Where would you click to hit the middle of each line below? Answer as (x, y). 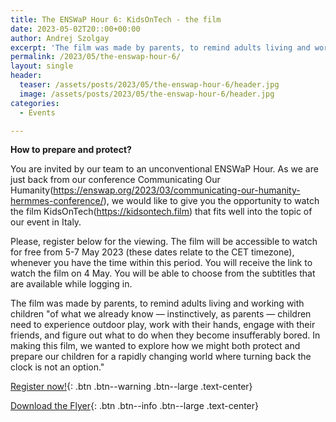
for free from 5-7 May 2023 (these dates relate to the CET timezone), (152, 252)
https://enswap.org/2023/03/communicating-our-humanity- (177, 190)
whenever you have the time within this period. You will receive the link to (161, 263)
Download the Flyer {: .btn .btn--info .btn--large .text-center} (134, 406)
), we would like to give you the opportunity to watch (211, 201)
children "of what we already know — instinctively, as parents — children (161, 314)
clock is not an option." (57, 367)
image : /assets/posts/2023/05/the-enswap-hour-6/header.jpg (147, 94)
